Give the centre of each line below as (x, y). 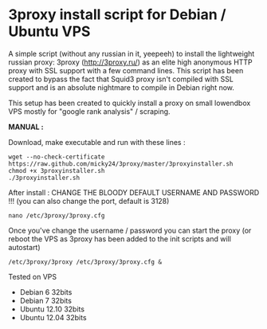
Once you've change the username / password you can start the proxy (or (130, 230)
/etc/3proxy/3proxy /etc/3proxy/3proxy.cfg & (85, 262)
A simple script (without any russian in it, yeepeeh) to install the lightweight (132, 53)
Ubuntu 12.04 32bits (53, 317)
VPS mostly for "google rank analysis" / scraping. (89, 111)
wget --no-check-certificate (57, 157)
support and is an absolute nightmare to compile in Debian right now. (122, 87)
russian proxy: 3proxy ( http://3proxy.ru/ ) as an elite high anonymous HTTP (130, 62)
